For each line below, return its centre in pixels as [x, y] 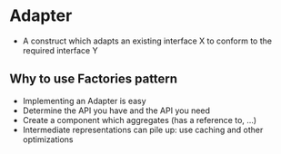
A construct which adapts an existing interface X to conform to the [147, 41]
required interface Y [60, 50]
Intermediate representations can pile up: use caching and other [143, 130]
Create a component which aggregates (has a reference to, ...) [140, 120]
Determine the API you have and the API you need [116, 111]
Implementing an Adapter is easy [85, 101]
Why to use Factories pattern [94, 79]
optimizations [48, 139]
